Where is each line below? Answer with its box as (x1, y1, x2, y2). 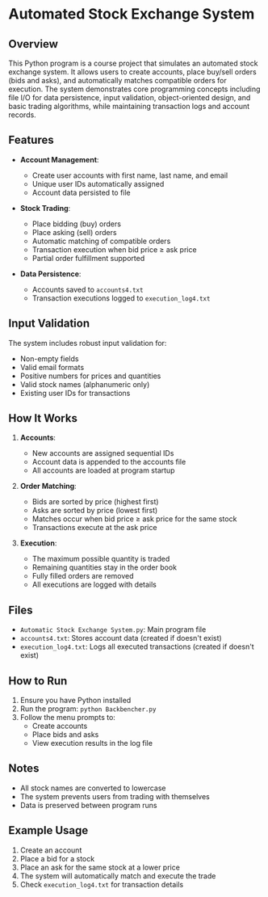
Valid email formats (19, 362, 85, 372)
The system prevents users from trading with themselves (19, 791, 210, 801)
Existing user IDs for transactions (19, 388, 131, 398)
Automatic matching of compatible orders (31, 236, 171, 246)
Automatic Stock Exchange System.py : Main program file (19, 625, 207, 634)
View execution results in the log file (31, 739, 153, 748)
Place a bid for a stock (19, 853, 95, 863)
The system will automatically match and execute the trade (19, 870, 216, 881)
